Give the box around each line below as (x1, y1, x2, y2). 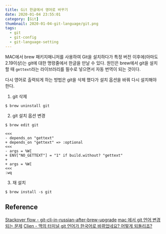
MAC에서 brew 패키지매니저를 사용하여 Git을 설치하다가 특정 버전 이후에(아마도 (5, 54, 159, 59)
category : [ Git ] (5, 16, 39, 21)
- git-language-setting (9, 40, 58, 45)
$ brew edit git (5, 122, 39, 127)
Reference (5, 203, 38, 211)
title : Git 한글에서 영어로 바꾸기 (5, 7, 68, 12)
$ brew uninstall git (5, 103, 50, 108)
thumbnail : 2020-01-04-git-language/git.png (5, 21, 99, 26)
